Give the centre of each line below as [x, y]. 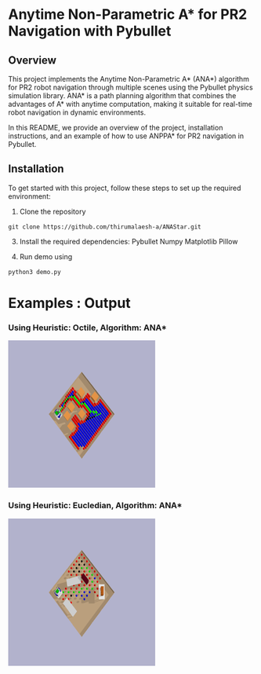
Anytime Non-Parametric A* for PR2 [128, 15]
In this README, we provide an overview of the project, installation [116, 128]
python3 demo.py [34, 272]
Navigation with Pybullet [90, 31]
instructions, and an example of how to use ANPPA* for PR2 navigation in [126, 136]
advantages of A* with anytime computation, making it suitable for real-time [130, 104]
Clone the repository [53, 211]
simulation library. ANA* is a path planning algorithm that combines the [122, 95]
